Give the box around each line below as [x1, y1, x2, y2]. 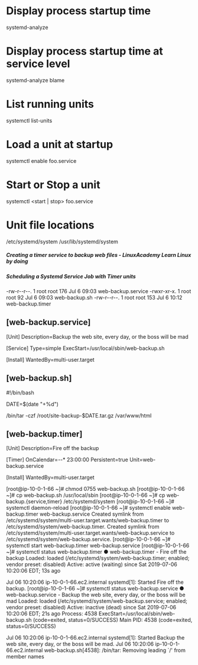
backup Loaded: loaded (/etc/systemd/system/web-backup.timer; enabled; [6, 555, 190, 562]
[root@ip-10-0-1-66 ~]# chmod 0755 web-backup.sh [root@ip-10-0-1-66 [6, 486, 185, 493]
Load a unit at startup [6, 138, 113, 151]
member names [6, 653, 44, 660]
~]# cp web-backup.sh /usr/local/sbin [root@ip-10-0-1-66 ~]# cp [6, 491, 165, 499]
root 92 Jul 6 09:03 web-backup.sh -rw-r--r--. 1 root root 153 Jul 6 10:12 [6, 294, 183, 301]
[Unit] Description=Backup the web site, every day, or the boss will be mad [6, 333, 189, 340]
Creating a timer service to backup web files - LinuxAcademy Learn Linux [6, 252, 191, 259]
